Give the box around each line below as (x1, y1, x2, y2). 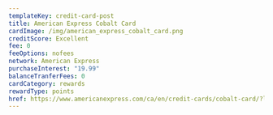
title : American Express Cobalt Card (8, 19, 136, 28)
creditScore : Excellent (8, 34, 89, 43)
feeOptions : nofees (8, 49, 75, 57)
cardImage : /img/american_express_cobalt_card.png (8, 27, 184, 35)
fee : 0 (8, 42, 31, 50)
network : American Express (8, 57, 100, 66)
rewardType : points (8, 87, 75, 96)
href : (8, 95, 27, 103)
